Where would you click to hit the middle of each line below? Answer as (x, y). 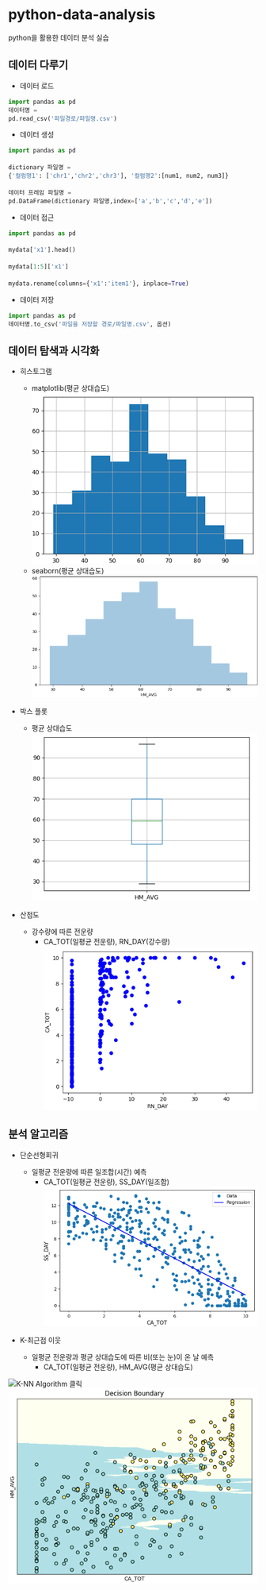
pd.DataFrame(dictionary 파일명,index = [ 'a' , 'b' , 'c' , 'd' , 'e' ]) (110, 201)
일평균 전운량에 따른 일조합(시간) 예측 (89, 1171)
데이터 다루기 (38, 65)
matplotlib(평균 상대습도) (70, 388)
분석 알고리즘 (38, 1135)
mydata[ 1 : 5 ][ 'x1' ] (38, 267)
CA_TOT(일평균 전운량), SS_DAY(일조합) (106, 1182)
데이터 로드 (37, 86)
